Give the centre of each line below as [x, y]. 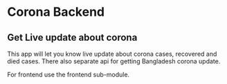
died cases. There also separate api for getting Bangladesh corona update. [114, 61]
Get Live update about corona [72, 38]
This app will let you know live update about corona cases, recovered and [112, 54]
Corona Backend [56, 12]
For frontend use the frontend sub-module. [69, 74]
